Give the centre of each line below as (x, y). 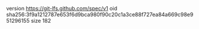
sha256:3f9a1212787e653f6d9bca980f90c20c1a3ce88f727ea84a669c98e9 (100, 14)
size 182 (41, 21)
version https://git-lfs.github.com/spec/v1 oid (62, 8)
